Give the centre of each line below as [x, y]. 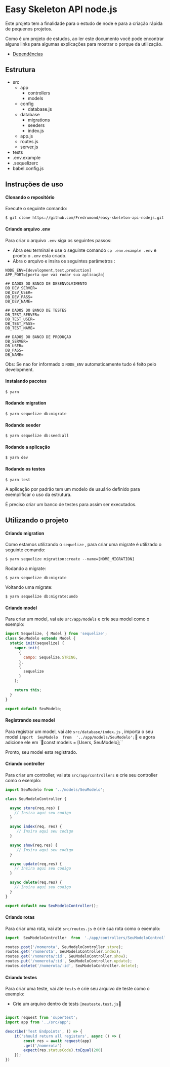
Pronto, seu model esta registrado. [41, 752]
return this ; [28, 690]
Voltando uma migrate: [29, 587]
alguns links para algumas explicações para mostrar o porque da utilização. [84, 44]
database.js [40, 109]
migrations [39, 120]
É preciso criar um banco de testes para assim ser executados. [71, 504]
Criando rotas [20, 917]
